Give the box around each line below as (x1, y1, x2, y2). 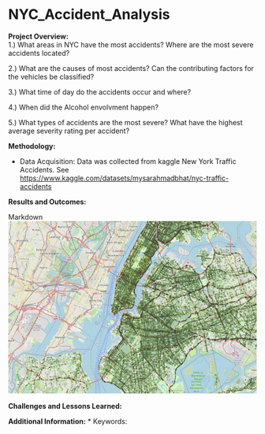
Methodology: (8, 141, 56, 150)
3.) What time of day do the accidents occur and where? (8, 87, 192, 96)
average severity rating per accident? (8, 126, 130, 135)
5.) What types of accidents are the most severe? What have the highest (8, 117, 243, 127)
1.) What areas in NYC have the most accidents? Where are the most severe (8, 39, 254, 49)
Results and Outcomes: (8, 197, 87, 206)
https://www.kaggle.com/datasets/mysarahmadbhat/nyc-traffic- (19, 173, 230, 183)
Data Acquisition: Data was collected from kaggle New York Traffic (19, 156, 237, 166)
